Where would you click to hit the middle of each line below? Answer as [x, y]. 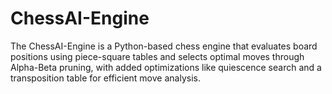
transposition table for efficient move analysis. [105, 78]
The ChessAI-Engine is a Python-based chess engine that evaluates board [164, 46]
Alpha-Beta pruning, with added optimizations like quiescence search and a [166, 67]
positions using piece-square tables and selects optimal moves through [157, 56]
